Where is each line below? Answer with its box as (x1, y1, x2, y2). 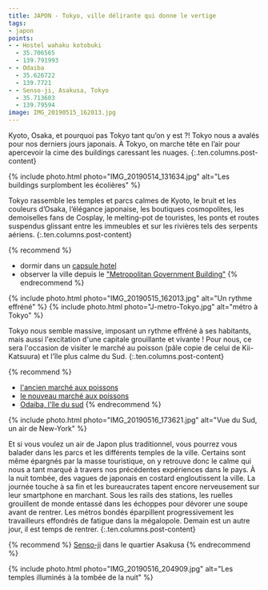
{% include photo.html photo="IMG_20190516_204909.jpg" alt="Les (8, 564, 234, 573)
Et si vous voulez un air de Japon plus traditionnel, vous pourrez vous (8, 439, 238, 449)
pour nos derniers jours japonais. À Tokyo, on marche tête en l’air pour (8, 139, 241, 148)
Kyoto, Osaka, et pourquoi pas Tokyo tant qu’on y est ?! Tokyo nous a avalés (8, 131, 260, 140)
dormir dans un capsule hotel (19, 261, 118, 270)
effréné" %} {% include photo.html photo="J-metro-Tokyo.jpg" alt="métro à (8, 302, 258, 311)
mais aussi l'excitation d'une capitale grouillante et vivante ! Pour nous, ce (8, 334, 252, 344)
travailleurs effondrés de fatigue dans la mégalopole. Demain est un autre (8, 516, 250, 525)
